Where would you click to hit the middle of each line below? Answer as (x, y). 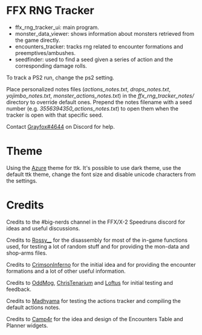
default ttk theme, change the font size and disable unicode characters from (101, 174)
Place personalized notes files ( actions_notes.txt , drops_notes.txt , (89, 89)
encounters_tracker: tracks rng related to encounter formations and (99, 47)
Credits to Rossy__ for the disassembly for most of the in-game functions (97, 240)
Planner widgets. (27, 325)
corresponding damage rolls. (51, 66)
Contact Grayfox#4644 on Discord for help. (60, 126)
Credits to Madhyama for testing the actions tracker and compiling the (94, 301)
